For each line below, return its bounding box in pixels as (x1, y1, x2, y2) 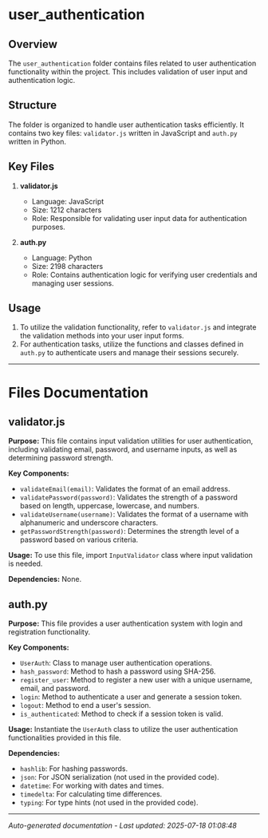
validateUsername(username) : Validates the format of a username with (19, 509, 249, 520)
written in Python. (8, 136, 66, 146)
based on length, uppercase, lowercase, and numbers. (19, 501, 199, 511)
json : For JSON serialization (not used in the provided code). (19, 773, 219, 782)
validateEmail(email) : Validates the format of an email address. (19, 484, 231, 494)
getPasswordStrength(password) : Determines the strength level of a (19, 527, 239, 536)
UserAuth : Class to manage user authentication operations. (19, 658, 213, 668)
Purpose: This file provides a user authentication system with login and (8, 619, 243, 628)
